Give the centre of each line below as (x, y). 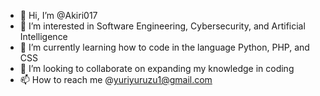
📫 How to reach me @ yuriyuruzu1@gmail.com (116, 79)
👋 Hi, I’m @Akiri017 (58, 15)
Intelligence (43, 36)
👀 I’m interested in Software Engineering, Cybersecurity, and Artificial (162, 26)
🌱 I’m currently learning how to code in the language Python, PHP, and (164, 47)
